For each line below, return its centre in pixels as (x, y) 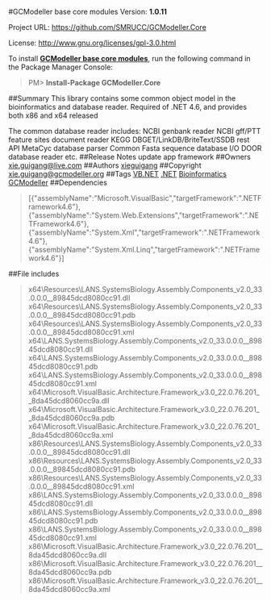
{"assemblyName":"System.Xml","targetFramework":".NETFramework (144, 232)
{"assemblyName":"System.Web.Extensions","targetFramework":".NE (144, 215)
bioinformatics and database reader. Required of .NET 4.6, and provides (128, 107)
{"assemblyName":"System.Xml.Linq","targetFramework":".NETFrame (144, 250)
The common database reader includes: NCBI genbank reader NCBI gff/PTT (135, 131)
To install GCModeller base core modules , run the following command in (130, 58)
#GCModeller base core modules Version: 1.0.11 (88, 12)
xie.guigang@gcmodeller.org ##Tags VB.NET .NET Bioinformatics (118, 174)
